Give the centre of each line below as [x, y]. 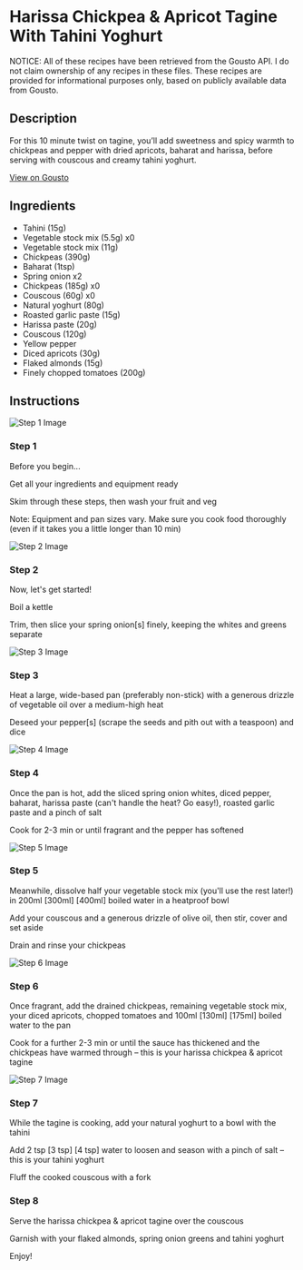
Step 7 [24, 1103]
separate [26, 634]
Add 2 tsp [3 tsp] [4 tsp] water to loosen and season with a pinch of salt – [147, 1150]
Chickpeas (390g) [56, 257]
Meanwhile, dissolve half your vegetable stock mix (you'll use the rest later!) [151, 891]
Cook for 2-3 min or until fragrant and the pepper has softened [127, 830]
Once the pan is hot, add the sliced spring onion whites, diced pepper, [141, 793]
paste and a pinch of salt [56, 812]
